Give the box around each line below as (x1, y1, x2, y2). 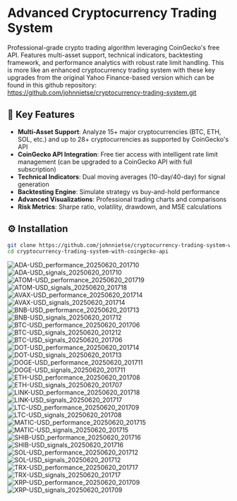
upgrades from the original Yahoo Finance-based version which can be (7, 73, 214, 82)
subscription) (17, 164, 56, 174)
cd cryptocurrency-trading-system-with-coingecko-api (7, 248, 169, 255)
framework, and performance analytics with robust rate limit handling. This (7, 58, 224, 66)
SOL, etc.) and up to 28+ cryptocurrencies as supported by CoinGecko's (17, 135, 229, 143)
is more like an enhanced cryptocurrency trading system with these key (7, 66, 216, 74)
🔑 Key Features (7, 109, 75, 121)
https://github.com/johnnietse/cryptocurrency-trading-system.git (7, 88, 197, 97)
